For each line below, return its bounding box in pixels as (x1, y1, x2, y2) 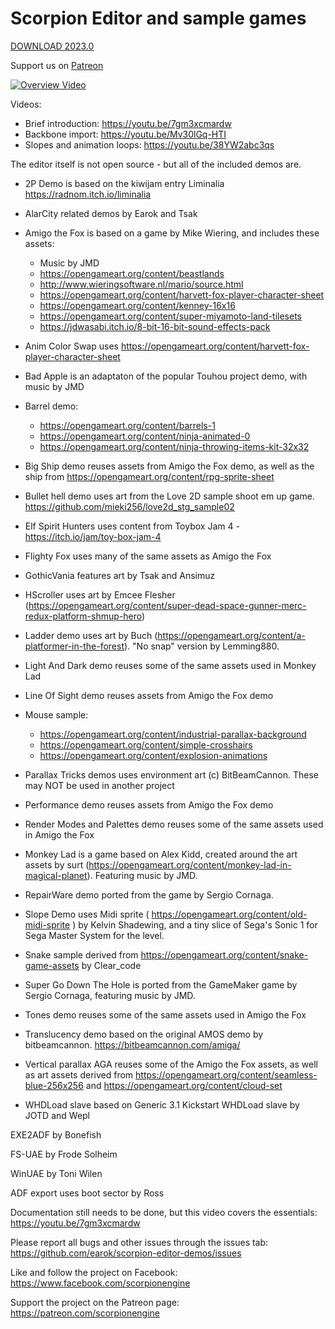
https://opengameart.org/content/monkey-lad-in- (88, 858, 292, 871)
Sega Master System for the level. (24, 929, 165, 941)
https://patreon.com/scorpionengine (10, 1307, 161, 1319)
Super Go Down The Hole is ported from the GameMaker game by (24, 978, 298, 991)
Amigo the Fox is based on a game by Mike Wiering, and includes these (24, 227, 320, 239)
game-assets (24, 959, 80, 971)
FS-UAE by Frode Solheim (10, 1148, 118, 1160)
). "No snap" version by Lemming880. (124, 640, 280, 652)
